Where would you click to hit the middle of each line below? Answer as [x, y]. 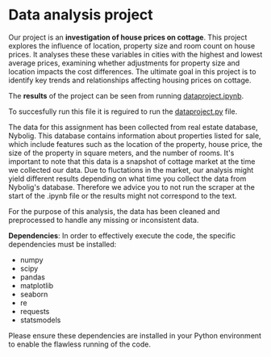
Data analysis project [81, 15]
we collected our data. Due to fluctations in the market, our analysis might [131, 170]
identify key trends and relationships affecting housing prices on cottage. [130, 80]
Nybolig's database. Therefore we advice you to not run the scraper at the [132, 187]
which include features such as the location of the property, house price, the [135, 144]
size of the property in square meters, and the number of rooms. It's [121, 153]
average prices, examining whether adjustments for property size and [124, 63]
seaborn [34, 294]
